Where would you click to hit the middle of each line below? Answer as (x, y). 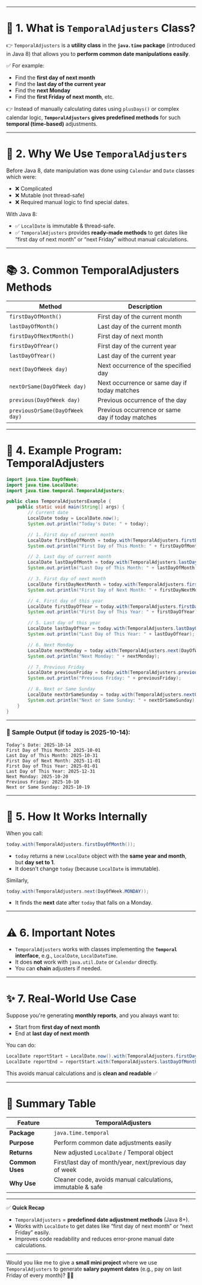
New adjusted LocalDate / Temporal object (113, 1153)
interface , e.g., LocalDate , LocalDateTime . (66, 956)
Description (145, 306)
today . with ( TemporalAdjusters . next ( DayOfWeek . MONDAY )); (78, 891)
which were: (21, 177)
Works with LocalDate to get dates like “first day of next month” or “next (104, 1226)
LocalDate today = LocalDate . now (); (74, 518)
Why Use (23, 1183)
